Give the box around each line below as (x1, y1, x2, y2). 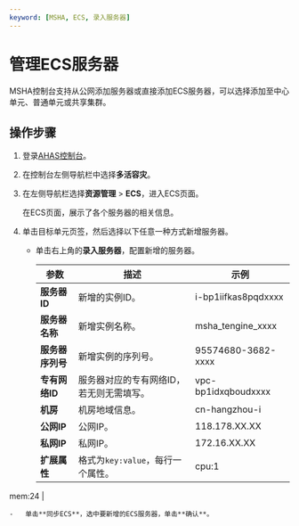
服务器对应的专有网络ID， (77, 374, 185, 386)
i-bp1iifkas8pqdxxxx (195, 291, 284, 303)
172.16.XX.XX (195, 437, 256, 449)
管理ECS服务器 (9, 54, 119, 74)
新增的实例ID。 (77, 292, 141, 304)
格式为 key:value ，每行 (77, 454, 174, 466)
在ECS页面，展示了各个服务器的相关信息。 (21, 207, 179, 218)
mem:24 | (9, 491, 44, 502)
